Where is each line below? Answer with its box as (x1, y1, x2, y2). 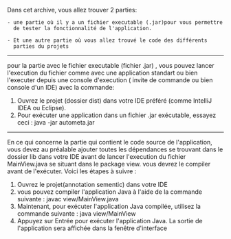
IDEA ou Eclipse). (16, 104, 67, 112)
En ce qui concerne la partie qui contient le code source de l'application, (7, 138, 213, 146)
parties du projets (13, 43, 69, 50)
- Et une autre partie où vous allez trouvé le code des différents (7, 37, 208, 44)
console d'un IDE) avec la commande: (7, 84, 115, 91)
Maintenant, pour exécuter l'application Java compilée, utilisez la (16, 202, 201, 210)
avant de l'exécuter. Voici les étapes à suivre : (7, 167, 137, 175)
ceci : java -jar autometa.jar (16, 118, 95, 126)
